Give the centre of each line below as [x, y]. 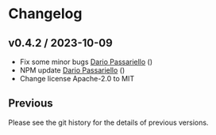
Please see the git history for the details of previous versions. [108, 122]
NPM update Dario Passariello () [72, 70]
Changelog [45, 14]
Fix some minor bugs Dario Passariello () [86, 62]
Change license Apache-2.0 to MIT [77, 79]
